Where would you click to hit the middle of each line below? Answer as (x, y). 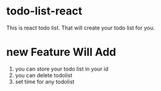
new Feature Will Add (61, 52)
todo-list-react (44, 11)
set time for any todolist (45, 81)
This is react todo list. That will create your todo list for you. (80, 28)
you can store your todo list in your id (62, 69)
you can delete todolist (44, 75)
